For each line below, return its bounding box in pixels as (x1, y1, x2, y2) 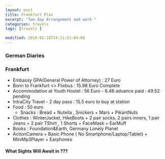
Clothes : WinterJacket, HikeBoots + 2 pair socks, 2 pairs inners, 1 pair (12, 115, 160, 121)
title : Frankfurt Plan (5, 12, 53, 17)
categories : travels (5, 21, 49, 27)
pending (12, 93, 30, 99)
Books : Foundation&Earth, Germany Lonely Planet (12, 126, 118, 132)
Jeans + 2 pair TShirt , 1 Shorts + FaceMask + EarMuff (12, 120, 126, 127)
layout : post (5, 7, 33, 13)
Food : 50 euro (12, 104, 44, 110)
